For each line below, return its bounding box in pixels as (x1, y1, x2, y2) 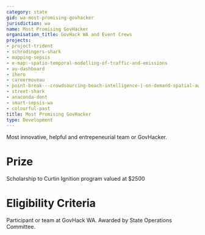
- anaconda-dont (6, 94, 48, 100)
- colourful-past (6, 105, 51, 112)
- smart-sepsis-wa (6, 99, 53, 106)
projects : (6, 37, 32, 43)
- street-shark (6, 89, 45, 95)
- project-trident (6, 43, 53, 49)
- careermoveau (6, 77, 45, 83)
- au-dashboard (6, 65, 45, 72)
